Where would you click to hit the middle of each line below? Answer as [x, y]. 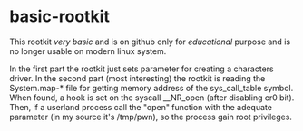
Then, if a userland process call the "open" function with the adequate [141, 107]
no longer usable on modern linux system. [88, 51]
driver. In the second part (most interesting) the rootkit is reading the [137, 78]
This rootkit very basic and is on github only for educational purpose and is [150, 42]
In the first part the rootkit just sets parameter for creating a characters [142, 69]
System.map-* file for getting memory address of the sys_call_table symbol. [151, 88]
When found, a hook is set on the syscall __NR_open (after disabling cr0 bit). [152, 98]
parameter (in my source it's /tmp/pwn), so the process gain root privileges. [151, 117]
